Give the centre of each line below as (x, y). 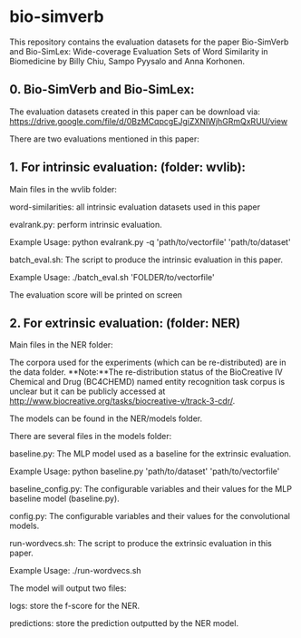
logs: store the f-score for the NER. (75, 606)
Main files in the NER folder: (61, 345)
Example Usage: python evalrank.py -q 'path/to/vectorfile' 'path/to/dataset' (150, 241)
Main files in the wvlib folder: (63, 189)
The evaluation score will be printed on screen (96, 294)
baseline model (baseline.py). (64, 499)
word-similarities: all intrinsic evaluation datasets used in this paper (135, 207)
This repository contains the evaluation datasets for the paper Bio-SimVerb (149, 42)
